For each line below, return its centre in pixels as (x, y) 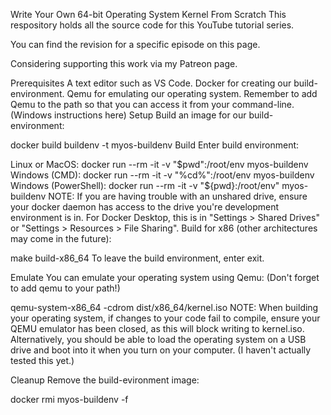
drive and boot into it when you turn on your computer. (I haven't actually (161, 350)
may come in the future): (61, 238)
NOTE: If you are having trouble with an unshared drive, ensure (178, 196)
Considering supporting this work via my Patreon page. (124, 63)
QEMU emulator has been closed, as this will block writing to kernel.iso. (157, 328)
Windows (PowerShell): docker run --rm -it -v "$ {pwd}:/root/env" (145, 185)
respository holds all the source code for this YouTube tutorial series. (152, 25)
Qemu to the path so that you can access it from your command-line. (152, 104)
